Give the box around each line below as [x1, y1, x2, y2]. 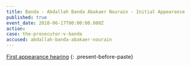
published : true [6, 14, 47, 20]
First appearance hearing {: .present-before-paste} [6, 53, 134, 60]
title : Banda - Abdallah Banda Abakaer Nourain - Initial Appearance [6, 8, 186, 15]
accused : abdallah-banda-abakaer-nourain [6, 37, 112, 43]
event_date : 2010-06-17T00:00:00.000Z [6, 20, 104, 26]
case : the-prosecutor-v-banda [6, 31, 83, 37]
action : [6, 25, 26, 32]
